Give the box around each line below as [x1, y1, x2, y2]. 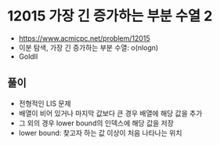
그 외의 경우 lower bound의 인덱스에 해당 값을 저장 [18, 118, 174, 128]
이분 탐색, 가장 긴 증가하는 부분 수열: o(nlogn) [18, 42, 159, 52]
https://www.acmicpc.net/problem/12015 [18, 33, 150, 43]
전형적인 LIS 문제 [18, 99, 71, 108]
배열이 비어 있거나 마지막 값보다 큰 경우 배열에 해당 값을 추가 [18, 108, 203, 118]
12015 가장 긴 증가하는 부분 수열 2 [7, 7, 213, 25]
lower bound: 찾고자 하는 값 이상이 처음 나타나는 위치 [18, 128, 182, 137]
